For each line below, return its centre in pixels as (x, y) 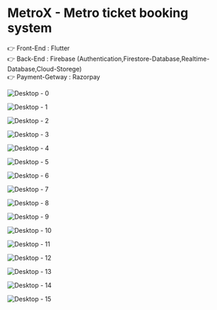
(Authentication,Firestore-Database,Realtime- (143, 59)
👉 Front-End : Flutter (39, 48)
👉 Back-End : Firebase (41, 59)
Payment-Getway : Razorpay (58, 76)
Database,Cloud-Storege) (45, 69)
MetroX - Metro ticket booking (98, 13)
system (30, 28)
